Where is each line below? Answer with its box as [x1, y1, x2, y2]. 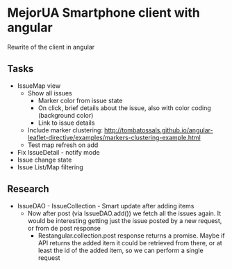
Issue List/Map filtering [17, 162, 83, 171]
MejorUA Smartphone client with [7, 5, 200, 21]
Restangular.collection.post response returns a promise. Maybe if [38, 231, 225, 240]
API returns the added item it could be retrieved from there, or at [38, 238, 222, 247]
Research [7, 183, 50, 195]
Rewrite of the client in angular [7, 43, 95, 51]
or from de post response [27, 224, 101, 232]
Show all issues [27, 89, 72, 97]
